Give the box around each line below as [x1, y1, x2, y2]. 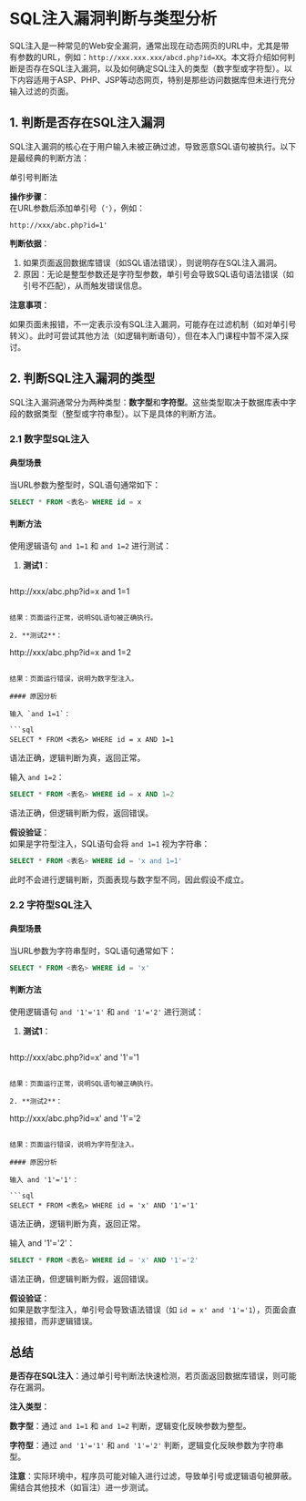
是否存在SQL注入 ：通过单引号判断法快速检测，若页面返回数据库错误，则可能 [9, 1371, 297, 1382]
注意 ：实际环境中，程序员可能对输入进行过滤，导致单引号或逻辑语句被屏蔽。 [9, 1471, 297, 1482]
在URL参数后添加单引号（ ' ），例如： [9, 202, 146, 213]
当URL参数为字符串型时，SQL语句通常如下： [9, 945, 177, 956]
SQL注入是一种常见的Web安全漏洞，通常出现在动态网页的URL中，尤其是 [9, 40, 281, 51]
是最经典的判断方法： [9, 152, 89, 163]
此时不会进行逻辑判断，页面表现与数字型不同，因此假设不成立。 [9, 874, 249, 885]
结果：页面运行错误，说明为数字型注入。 [9, 673, 138, 684]
